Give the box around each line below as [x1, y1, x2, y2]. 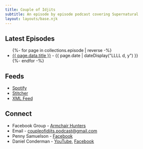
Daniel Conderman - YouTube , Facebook [12, 138, 94, 144]
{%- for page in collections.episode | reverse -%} [12, 48, 112, 53]
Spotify [12, 85, 27, 91]
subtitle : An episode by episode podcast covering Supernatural [5, 12, 139, 17]
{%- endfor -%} [12, 58, 44, 64]
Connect [5, 110, 32, 118]
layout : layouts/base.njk [5, 16, 58, 21]
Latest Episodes [5, 34, 55, 43]
